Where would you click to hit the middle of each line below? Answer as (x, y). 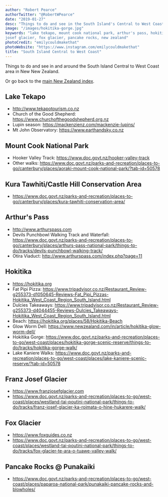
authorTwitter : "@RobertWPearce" (40, 15)
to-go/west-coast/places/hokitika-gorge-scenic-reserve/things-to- (82, 342)
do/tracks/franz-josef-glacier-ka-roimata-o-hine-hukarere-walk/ (79, 407)
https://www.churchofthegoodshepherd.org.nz (60, 119)
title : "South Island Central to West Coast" (53, 52)
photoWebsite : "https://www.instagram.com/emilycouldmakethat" (72, 47)
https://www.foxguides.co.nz (42, 435)
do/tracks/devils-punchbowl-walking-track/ (57, 250)
